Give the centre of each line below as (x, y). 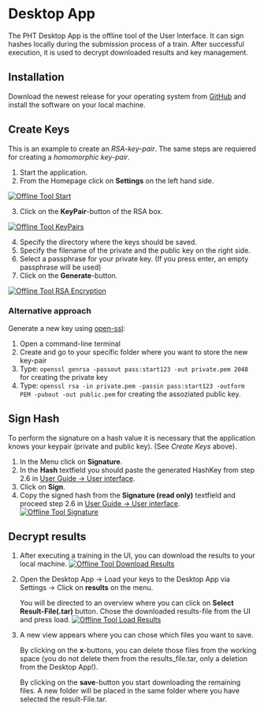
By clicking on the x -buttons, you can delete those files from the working (138, 650)
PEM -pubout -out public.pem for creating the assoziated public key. (130, 394)
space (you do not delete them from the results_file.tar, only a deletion (134, 659)
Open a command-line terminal (70, 344)
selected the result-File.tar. (63, 699)
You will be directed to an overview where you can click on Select (126, 603)
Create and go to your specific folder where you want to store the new (134, 351)
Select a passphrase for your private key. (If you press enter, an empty (134, 258)
